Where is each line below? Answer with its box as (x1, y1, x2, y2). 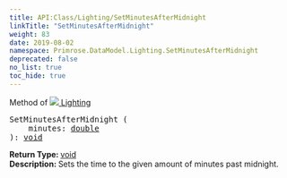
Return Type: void (9, 148, 77, 159)
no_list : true (9, 64, 63, 72)
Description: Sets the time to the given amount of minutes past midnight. (9, 158, 280, 169)
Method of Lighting (9, 97, 91, 107)
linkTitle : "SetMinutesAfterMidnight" (9, 21, 154, 30)
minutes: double (28, 123, 100, 133)
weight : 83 (9, 30, 50, 38)
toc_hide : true (9, 72, 66, 81)
